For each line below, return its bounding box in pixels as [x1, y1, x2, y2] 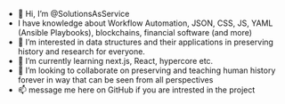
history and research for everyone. [17, 46, 145, 57]
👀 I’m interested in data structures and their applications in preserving [17, 36, 274, 47]
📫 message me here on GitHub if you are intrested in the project [17, 84, 256, 95]
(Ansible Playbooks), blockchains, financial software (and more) [17, 28, 252, 37]
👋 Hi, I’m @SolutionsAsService [17, 9, 130, 19]
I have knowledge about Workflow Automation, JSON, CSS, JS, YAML [17, 18, 273, 28]
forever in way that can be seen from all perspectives [17, 75, 214, 84]
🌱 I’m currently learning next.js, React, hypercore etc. [17, 56, 214, 66]
